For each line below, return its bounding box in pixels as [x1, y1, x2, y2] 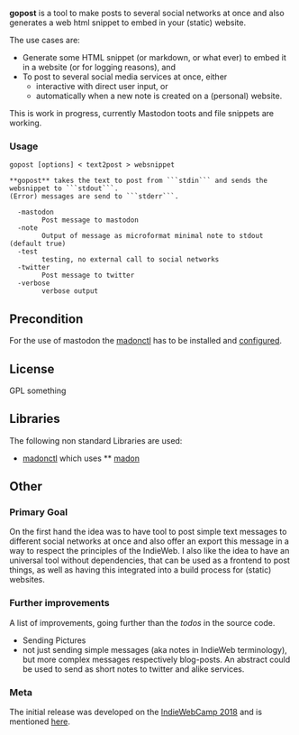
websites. [9, 574, 45, 585]
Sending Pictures [22, 635, 86, 646]
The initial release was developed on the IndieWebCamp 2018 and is [9, 707, 263, 718]
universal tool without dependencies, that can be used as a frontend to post [9, 555, 291, 566]
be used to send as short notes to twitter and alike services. [22, 663, 245, 675]
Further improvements [9, 597, 110, 610]
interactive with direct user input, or [35, 81, 168, 91]
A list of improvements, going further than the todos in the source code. [9, 617, 276, 628]
